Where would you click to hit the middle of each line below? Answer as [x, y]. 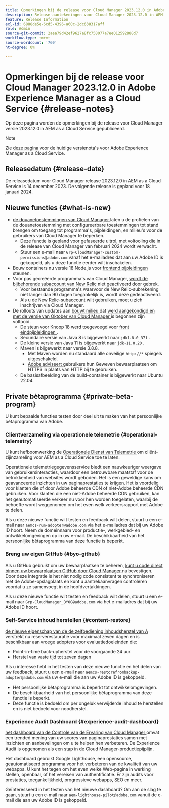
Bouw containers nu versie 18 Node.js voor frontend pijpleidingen [80, 268]
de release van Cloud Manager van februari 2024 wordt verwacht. [89, 246]
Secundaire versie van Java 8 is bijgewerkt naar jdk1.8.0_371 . [85, 338]
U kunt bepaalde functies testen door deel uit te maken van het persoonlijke [84, 416]
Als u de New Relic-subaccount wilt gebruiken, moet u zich [81, 300]
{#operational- [139, 434]
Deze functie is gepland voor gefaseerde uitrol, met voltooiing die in [90, 241]
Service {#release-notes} [60, 109]
